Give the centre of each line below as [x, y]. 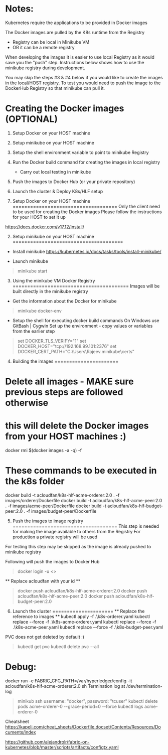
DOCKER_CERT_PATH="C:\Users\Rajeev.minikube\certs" [76, 351]
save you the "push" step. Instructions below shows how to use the [75, 62]
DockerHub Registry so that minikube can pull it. [55, 88]
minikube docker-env [39, 311]
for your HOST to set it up [39, 217]
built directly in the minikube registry [50, 291]
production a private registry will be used [55, 537]
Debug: [21, 667]
